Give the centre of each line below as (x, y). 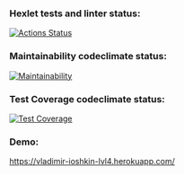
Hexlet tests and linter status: (75, 13)
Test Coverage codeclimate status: (88, 99)
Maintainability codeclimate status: (88, 57)
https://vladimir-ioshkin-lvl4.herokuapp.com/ (92, 162)
